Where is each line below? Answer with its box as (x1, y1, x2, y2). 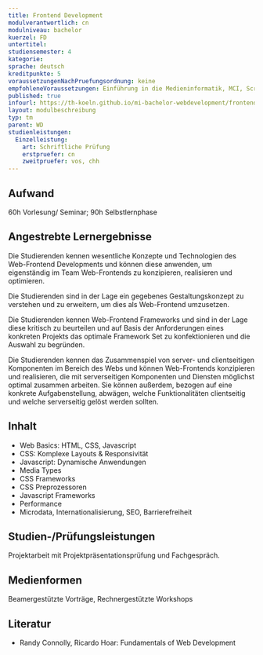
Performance (19, 499, 63, 508)
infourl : (8, 99, 37, 107)
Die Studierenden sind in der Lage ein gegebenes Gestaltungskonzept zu (8, 291, 244, 301)
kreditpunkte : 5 (8, 70, 61, 78)
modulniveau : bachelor (8, 26, 82, 34)
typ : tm (8, 114, 34, 122)
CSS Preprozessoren (19, 482, 88, 492)
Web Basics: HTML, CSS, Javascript (19, 441, 137, 450)
